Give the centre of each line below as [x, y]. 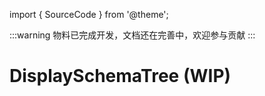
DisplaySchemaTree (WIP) [120, 76]
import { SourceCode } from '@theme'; [89, 14]
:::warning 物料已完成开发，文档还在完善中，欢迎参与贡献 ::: [132, 35]
